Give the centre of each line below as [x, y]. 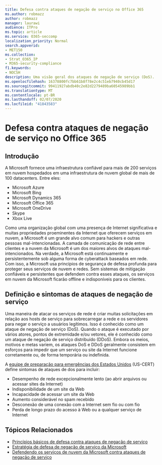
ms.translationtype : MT [29, 91]
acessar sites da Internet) [37, 384]
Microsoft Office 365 [33, 203]
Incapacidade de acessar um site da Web [53, 394]
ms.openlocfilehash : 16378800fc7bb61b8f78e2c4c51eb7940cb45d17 [70, 81]
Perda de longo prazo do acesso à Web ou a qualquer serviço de [77, 409]
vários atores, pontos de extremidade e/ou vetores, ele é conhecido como [79, 334]
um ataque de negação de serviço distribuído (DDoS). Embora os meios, [77, 339]
